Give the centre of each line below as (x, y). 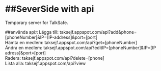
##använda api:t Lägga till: (32, 32)
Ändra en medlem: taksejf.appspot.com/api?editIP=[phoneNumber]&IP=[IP (80, 47)
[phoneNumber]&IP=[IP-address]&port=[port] (51, 37)
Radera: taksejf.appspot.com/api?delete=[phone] (55, 58)
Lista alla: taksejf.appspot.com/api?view (45, 63)
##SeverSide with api (50, 9)
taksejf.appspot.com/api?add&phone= (98, 32)
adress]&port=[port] (26, 53)
